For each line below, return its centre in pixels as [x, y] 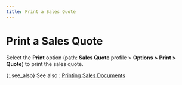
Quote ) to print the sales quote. [45, 64]
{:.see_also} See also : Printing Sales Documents [66, 75]
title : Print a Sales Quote [41, 12]
